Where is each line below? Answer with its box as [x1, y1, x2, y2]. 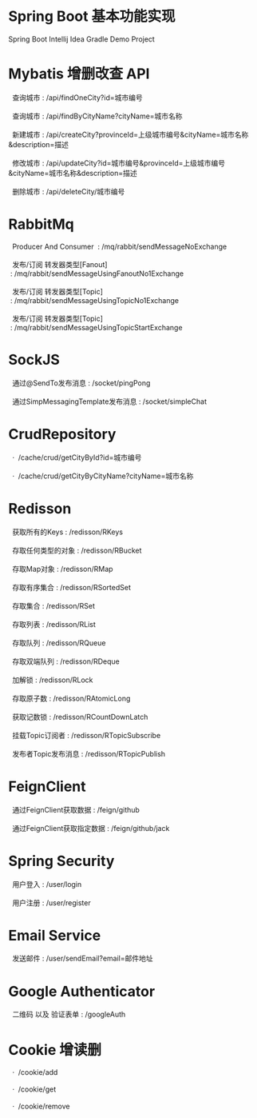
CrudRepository [8, 425, 117, 443]
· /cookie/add [11, 1068, 58, 1077]
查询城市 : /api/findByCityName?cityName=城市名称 [11, 111, 183, 121]
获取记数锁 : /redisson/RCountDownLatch [11, 712, 148, 721]
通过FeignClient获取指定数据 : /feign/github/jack [11, 823, 170, 833]
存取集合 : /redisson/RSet [11, 601, 96, 610]
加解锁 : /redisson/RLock [11, 675, 93, 685]
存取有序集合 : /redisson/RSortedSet [11, 582, 132, 592]
